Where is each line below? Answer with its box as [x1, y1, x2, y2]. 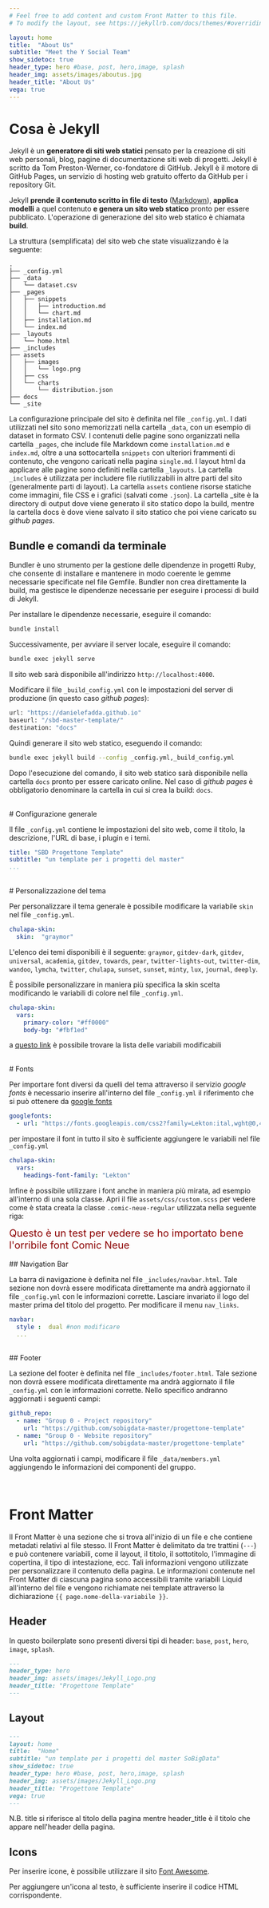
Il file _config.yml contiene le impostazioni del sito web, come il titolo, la [9, 824, 246, 834]
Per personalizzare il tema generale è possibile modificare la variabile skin [9, 901, 254, 911]
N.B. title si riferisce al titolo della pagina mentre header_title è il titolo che [9, 1814, 251, 1823]
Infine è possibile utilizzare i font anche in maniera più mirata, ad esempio [9, 1186, 251, 1195]
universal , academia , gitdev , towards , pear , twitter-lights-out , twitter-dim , [9, 956, 260, 965]
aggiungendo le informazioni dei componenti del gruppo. [9, 1462, 196, 1471]
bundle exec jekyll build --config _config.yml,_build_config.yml [9, 754, 235, 762]
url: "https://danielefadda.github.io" [9, 709, 142, 717]
